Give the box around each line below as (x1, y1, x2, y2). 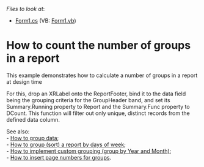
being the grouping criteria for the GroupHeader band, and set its (6, 96, 170, 103)
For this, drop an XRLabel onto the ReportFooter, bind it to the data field (6, 90, 186, 97)
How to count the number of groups (6, 39, 191, 53)
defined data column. (6, 116, 60, 123)
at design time (6, 78, 43, 85)
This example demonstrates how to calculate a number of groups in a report (6, 72, 198, 79)
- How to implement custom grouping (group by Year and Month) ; (6, 147, 172, 155)
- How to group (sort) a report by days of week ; (6, 141, 126, 148)
